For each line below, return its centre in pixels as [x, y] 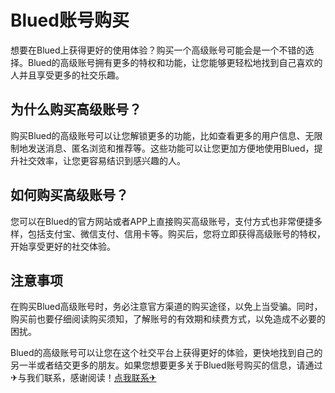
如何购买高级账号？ [69, 195]
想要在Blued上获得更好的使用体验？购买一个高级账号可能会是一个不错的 [158, 50]
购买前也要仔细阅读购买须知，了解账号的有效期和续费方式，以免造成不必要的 [168, 319]
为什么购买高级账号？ [76, 109]
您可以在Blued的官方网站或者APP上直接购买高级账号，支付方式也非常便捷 [162, 221]
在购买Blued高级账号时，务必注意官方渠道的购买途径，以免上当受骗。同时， [166, 307]
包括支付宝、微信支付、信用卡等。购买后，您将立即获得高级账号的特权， [176, 233]
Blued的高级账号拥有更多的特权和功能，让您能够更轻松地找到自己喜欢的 [175, 62]
